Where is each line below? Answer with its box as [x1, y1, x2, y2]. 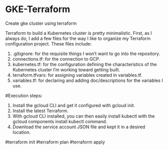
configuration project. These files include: [5, 40, 92, 46]
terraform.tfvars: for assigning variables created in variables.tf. [12, 72, 142, 78]
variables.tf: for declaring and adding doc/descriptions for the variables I [12, 77, 163, 83]
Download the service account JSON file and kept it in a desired [12, 124, 145, 130]
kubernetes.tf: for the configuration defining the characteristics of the [12, 61, 157, 67]
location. [12, 129, 31, 135]
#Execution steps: [5, 92, 43, 98]
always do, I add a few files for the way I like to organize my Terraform [5, 35, 151, 41]
